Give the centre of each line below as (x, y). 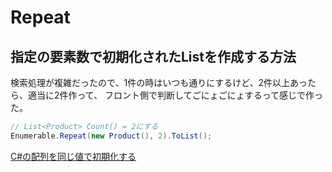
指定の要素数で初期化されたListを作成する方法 (153, 56)
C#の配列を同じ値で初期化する (73, 156)
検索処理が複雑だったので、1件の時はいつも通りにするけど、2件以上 (150, 82)
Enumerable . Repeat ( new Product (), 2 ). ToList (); (111, 136)
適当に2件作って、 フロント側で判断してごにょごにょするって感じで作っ (175, 95)
